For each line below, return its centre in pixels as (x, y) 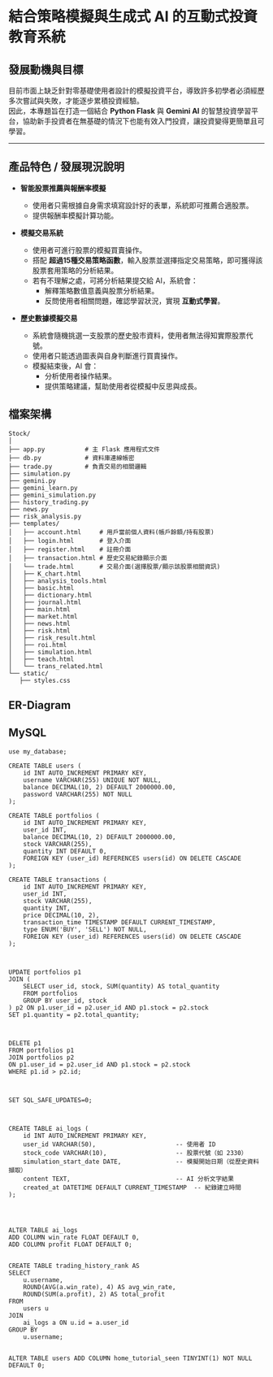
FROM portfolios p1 (41, 1050)
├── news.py (28, 509)
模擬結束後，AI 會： (65, 366)
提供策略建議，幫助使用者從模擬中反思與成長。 (123, 386)
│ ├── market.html (43, 616)
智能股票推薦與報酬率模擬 (63, 188)
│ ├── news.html (39, 623)
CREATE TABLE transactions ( (58, 880)
